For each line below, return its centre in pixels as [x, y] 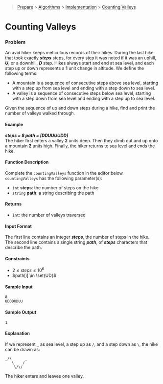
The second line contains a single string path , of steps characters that [76, 242]
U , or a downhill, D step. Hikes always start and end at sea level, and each [80, 63]
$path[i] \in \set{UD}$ [34, 275]
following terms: [21, 73]
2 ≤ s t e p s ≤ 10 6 [28, 270]
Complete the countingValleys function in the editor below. [64, 173]
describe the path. [24, 248]
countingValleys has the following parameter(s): [54, 178]
